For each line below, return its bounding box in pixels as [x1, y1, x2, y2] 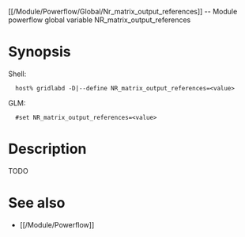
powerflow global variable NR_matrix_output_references [8, 15, 191, 25]
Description [8, 140, 87, 158]
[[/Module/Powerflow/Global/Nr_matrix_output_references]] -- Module [8, 7, 238, 16]
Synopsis [8, 43, 71, 61]
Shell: [8, 69, 27, 78]
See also [8, 194, 66, 212]
